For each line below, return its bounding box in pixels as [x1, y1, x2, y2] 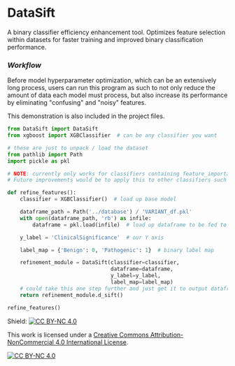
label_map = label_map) [111, 279, 173, 286]
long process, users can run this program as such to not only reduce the [7, 84, 215, 92]
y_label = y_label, [111, 272, 161, 279]
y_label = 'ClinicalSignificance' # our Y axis [20, 234, 164, 241]
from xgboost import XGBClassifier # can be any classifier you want [7, 132, 218, 139]
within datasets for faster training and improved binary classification [7, 35, 204, 43]
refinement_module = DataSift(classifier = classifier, [20, 259, 180, 266]
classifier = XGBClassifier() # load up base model [20, 196, 177, 203]
